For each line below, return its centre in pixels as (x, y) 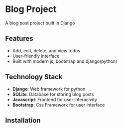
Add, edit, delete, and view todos (46, 50)
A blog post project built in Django (40, 23)
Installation (23, 120)
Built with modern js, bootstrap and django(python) (65, 61)
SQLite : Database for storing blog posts (53, 94)
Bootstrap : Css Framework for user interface (59, 105)
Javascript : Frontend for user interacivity (55, 99)
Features (19, 39)
